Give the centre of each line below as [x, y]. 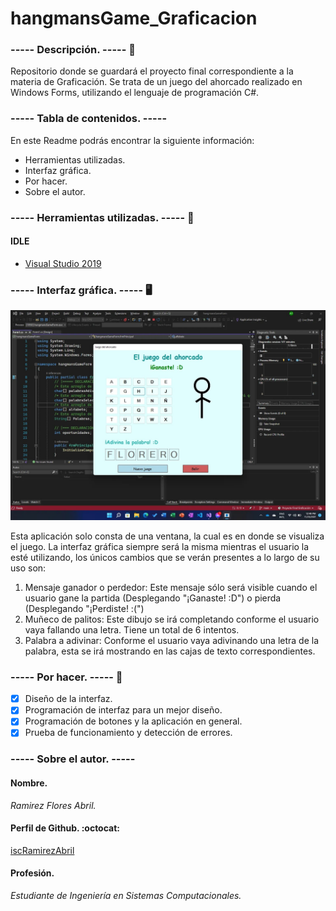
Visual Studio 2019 [63, 263]
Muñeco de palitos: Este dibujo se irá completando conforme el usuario [172, 619]
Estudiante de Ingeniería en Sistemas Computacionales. [126, 895]
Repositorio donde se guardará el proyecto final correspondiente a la [152, 71]
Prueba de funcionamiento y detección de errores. [128, 733]
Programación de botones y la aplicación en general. [133, 721]
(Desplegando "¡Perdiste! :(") [84, 608]
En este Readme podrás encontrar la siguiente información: [132, 140]
